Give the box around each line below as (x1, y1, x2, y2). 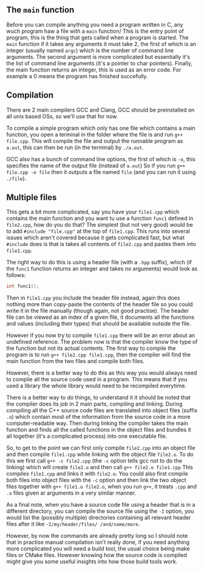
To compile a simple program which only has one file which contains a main (6, 124, 195, 132)
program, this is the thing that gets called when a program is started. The (6, 33, 189, 41)
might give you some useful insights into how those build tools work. (6, 558, 178, 566)
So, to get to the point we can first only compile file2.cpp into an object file (6, 444, 195, 452)
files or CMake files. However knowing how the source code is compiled (6, 552, 187, 559)
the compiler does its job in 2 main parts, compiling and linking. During (6, 400, 183, 408)
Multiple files (6, 192, 57, 202)
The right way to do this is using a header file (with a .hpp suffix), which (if (6, 259, 192, 266)
